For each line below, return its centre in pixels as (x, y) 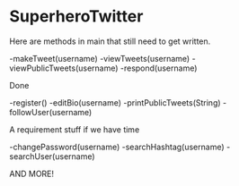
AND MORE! (32, 173)
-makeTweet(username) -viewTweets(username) (100, 58)
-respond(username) (159, 68)
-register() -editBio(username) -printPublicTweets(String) (115, 102)
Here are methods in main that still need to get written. (110, 41)
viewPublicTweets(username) (64, 68)
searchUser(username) (53, 156)
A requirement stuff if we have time (75, 129)
